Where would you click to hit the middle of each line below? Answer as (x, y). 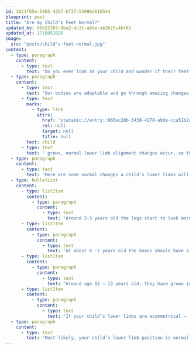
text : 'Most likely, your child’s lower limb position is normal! (109, 338)
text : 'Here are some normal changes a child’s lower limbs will (108, 175)
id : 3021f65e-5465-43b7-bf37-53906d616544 (58, 11)
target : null (58, 131)
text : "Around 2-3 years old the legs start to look (113, 218)
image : (13, 39)
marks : (35, 104)
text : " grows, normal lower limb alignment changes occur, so (105, 153)
